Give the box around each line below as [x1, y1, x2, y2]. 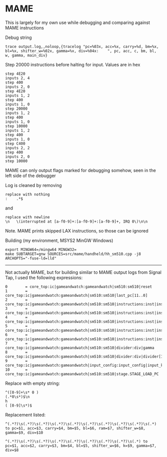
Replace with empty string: [5, 380, 60, 386]
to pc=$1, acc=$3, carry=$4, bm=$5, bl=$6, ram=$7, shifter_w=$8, [5, 426, 146, 431]
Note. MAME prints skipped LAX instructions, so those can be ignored [5, 228, 149, 233]
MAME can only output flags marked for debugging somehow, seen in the [5, 167, 156, 173]
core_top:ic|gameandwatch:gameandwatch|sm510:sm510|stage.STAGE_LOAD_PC [5, 371, 159, 377]
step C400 [5, 141, 26, 146]
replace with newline [5, 215, 50, 220]
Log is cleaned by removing [5, 182, 62, 188]
